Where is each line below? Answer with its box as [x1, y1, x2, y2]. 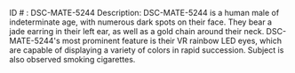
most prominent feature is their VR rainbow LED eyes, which [61, 35, 283, 46]
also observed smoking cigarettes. [9, 55, 136, 64]
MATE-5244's [9, 35, 60, 46]
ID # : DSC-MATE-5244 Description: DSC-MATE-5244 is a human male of [9, 8, 280, 18]
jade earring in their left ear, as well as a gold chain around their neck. [9, 26, 265, 36]
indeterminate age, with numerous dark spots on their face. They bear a [9, 17, 273, 27]
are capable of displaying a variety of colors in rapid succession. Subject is [9, 45, 284, 55]
